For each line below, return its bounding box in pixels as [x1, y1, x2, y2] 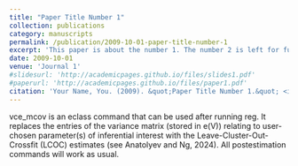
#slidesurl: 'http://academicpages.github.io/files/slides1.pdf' [9, 71, 255, 79]
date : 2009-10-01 [9, 54, 74, 63]
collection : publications [9, 21, 105, 30]
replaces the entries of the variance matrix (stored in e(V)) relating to [9, 120, 261, 131]
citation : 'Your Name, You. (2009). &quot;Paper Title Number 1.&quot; [9, 87, 279, 95]
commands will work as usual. [9, 148, 120, 159]
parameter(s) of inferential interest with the [38, 130, 195, 140]
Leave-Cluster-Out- [196, 130, 269, 140]
